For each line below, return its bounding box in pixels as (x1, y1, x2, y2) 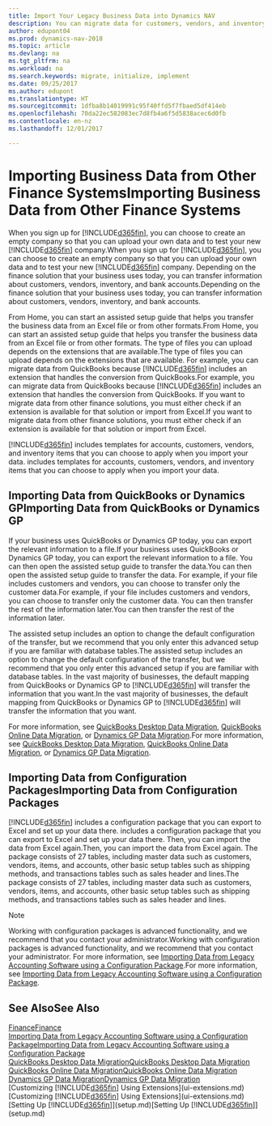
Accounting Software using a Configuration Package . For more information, (8, 960, 257, 971)
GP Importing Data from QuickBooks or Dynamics (8, 502, 261, 515)
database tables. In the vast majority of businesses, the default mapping (8, 671, 249, 681)
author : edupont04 (8, 27, 70, 35)
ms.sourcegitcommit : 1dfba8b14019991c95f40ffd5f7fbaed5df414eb (8, 102, 227, 110)
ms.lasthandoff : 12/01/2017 (8, 125, 104, 133)
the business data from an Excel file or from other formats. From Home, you (8, 320, 259, 330)
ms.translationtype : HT (8, 95, 89, 103)
